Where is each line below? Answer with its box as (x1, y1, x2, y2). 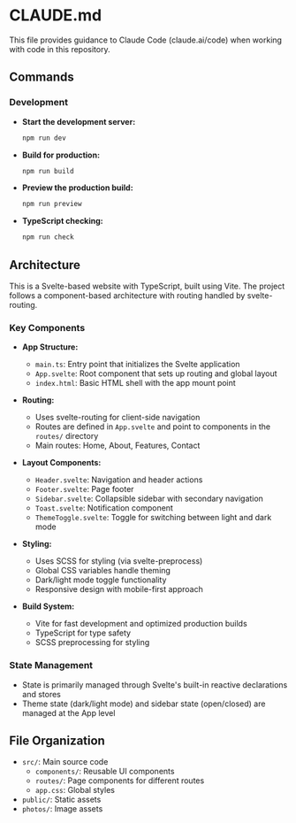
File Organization (9, 733, 106, 748)
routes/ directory (34, 431, 99, 442)
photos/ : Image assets (21, 804, 103, 814)
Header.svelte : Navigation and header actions (34, 474, 203, 485)
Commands (9, 70, 75, 85)
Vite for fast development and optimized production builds (34, 619, 247, 629)
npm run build (21, 166, 74, 175)
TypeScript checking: (21, 216, 103, 227)
